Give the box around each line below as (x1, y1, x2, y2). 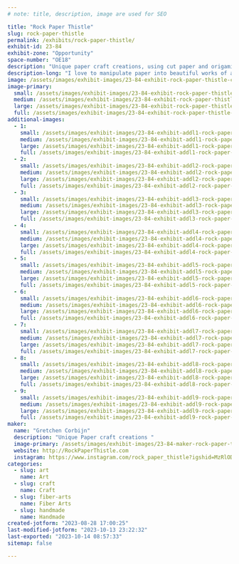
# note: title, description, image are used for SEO (7, 10, 167, 18)
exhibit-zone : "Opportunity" (7, 50, 94, 57)
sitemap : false (7, 540, 53, 547)
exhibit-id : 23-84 (7, 43, 62, 51)
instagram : (14, 454, 46, 461)
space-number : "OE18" (7, 56, 72, 64)
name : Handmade (20, 513, 65, 521)
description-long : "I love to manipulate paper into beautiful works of (7, 69, 228, 77)
